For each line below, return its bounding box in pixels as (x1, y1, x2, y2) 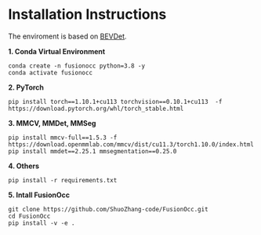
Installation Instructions (8, 6, 167, 24)
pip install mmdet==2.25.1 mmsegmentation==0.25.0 (8, 147, 177, 155)
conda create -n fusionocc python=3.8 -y (8, 61, 146, 70)
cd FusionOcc (8, 212, 51, 220)
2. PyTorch (8, 83, 45, 92)
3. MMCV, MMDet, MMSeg (8, 118, 96, 127)
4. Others (8, 161, 40, 171)
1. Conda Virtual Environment (8, 46, 106, 56)
